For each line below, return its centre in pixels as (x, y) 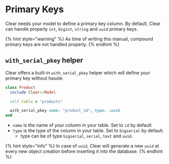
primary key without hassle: (35, 78)
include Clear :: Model (33, 92)
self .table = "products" (36, 101)
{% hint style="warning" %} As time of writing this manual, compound (79, 39)
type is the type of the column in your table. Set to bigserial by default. (88, 131)
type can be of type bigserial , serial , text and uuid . (77, 136)
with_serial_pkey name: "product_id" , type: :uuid (65, 111)
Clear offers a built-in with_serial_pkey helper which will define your (78, 73)
